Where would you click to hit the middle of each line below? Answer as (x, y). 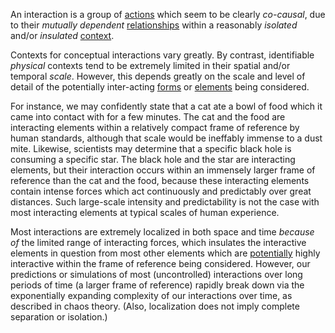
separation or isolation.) (59, 317)
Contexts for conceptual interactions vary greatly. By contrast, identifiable (162, 55)
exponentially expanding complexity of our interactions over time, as (151, 295)
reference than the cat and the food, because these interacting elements (160, 180)
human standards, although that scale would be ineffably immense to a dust (166, 138)
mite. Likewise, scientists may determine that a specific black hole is (151, 148)
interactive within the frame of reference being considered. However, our (160, 263)
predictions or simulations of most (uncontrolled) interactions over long (156, 274)
